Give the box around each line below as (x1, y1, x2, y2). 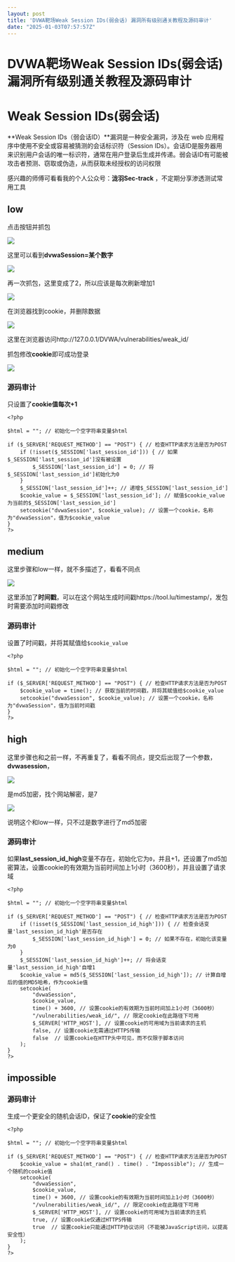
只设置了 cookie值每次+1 (7, 399, 78, 408)
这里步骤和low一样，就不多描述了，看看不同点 (7, 565, 140, 573)
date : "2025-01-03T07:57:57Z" (7, 23, 96, 30)
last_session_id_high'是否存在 (15, 928, 103, 935)
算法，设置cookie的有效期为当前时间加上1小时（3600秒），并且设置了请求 (13, 863, 226, 871)
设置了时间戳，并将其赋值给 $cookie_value (7, 638, 128, 646)
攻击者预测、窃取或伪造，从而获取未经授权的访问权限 (7, 159, 161, 167)
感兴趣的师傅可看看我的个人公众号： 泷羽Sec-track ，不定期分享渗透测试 (7, 173, 217, 182)
